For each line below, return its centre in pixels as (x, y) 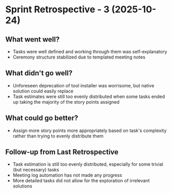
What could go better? (42, 118)
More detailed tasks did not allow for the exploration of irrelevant (81, 181)
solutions (22, 186)
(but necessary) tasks (36, 170)
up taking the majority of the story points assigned (66, 102)
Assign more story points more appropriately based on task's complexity (90, 130)
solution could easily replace (43, 91)
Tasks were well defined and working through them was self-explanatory (90, 52)
